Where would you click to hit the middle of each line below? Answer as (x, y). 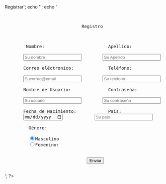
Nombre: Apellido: (79, 46)
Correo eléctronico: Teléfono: (78, 68)
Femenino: (47, 145)
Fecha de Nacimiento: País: (72, 111)
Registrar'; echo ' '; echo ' (31, 7)
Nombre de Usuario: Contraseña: (80, 89)
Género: (38, 128)
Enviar (95, 161)
